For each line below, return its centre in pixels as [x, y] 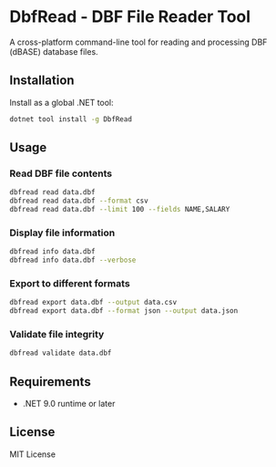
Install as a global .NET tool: [61, 102]
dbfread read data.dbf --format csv [79, 201]
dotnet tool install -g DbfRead [71, 119]
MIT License [33, 454]
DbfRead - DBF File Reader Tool [130, 17]
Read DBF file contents [61, 173]
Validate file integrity [57, 334]
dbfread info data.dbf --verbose [73, 260]
